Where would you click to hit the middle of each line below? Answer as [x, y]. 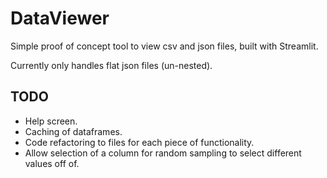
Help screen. [51, 121]
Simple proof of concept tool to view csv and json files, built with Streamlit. [164, 46]
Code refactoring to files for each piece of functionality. [139, 142]
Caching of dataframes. [73, 131]
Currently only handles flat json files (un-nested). [111, 65]
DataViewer [60, 18]
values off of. [52, 163]
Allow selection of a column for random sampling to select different [163, 153]
